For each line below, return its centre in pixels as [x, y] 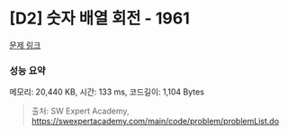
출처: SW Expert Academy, [80, 111]
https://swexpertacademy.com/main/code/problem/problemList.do [155, 121]
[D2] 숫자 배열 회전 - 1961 [100, 18]
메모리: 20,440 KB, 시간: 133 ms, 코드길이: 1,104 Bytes [107, 92]
